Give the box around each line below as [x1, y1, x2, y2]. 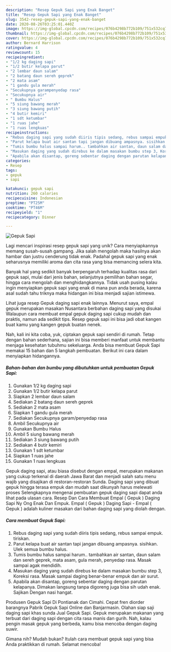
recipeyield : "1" [6, 210, 43, 215]
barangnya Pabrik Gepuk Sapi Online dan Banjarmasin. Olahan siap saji [6, 604, 154, 611]
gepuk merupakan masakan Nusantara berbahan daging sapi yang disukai [6, 305, 161, 312]
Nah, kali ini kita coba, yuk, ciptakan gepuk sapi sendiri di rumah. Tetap [6, 332, 155, 338]
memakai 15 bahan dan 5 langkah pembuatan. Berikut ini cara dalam [6, 348, 149, 354]
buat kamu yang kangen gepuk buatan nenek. [6, 321, 102, 328]
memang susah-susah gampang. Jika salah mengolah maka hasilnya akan [6, 248, 161, 254]
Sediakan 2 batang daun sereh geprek [13, 399, 93, 405]
